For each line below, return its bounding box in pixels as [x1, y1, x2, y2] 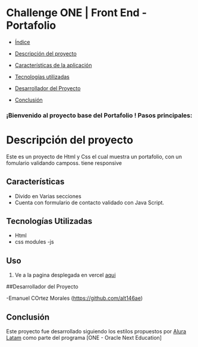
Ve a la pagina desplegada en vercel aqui [14, 272, 116, 279]
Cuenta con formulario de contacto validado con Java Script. [14, 199, 165, 206]
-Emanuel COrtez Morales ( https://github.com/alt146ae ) [6, 294, 143, 302]
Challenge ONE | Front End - [6, 6, 147, 20]
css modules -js [14, 238, 55, 245]
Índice [14, 38, 30, 45]
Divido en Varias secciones [14, 192, 81, 199]
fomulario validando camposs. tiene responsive [6, 159, 122, 167]
